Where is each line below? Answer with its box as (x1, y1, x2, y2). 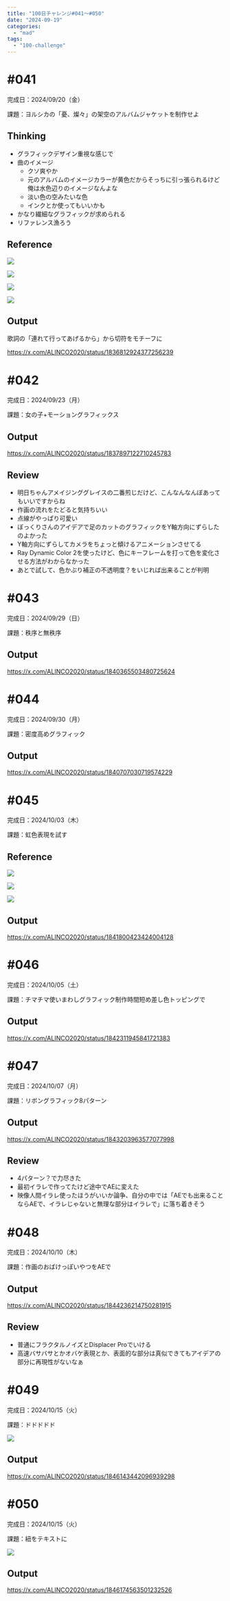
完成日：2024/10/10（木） (7, 1248, 81, 1257)
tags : (7, 36, 23, 43)
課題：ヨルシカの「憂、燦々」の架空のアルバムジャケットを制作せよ (7, 109, 200, 118)
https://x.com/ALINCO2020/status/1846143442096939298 (7, 1472, 175, 1480)
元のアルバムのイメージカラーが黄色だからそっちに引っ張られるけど (27, 175, 220, 183)
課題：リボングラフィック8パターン (7, 1096, 107, 1105)
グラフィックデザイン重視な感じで (16, 149, 114, 158)
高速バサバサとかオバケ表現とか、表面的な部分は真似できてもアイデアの (16, 1349, 221, 1357)
